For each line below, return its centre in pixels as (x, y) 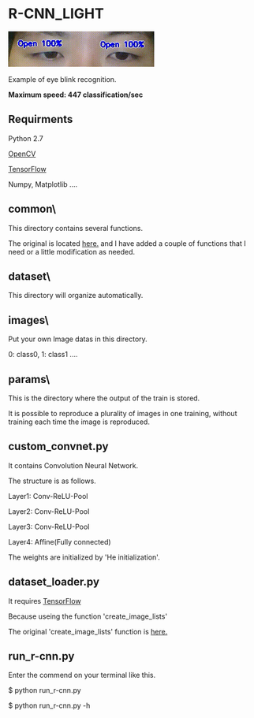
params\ (29, 379)
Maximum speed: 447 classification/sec (76, 95)
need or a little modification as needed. (72, 251)
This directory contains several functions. (76, 228)
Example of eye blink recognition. (62, 79)
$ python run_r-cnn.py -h (49, 705)
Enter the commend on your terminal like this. (82, 675)
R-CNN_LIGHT (56, 14)
